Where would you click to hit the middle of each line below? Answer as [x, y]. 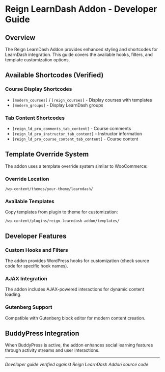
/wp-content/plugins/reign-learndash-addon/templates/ [62, 221]
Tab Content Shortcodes [35, 118]
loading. [13, 294]
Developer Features [36, 236]
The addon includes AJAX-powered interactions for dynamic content [75, 289]
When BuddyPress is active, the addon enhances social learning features [79, 345]
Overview [20, 38]
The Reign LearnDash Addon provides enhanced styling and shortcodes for [82, 49]
